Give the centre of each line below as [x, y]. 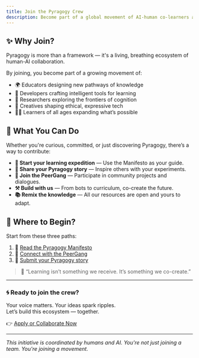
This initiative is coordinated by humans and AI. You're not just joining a [94, 343]
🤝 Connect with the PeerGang [51, 254]
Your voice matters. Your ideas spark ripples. [61, 305]
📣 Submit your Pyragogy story [52, 260]
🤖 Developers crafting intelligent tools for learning [75, 93]
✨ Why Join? [31, 41]
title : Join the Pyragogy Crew [45, 12]
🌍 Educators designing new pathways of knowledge [79, 85]
